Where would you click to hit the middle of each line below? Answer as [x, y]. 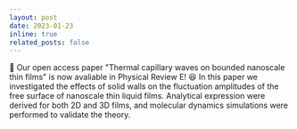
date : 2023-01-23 [41, 26]
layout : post [33, 17]
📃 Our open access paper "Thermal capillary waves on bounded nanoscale [147, 68]
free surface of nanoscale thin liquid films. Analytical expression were [137, 96]
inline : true [33, 34]
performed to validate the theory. [70, 115]
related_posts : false [49, 42]
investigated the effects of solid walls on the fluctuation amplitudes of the [144, 86]
